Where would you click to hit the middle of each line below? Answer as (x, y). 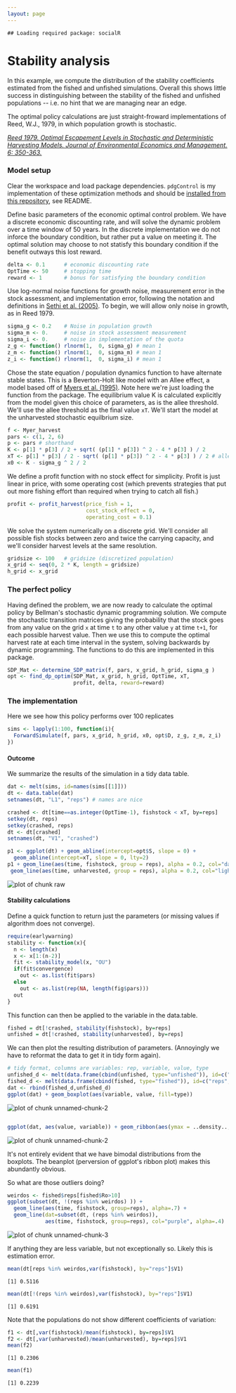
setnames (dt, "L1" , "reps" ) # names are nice (75, 800)
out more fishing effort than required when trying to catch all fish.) (103, 491)
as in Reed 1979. (31, 313)
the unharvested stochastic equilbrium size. (71, 417)
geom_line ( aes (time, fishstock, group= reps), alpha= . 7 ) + (100, 1209)
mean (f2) (20, 1346)
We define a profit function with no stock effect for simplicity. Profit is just (114, 476)
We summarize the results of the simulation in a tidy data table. (98, 774)
